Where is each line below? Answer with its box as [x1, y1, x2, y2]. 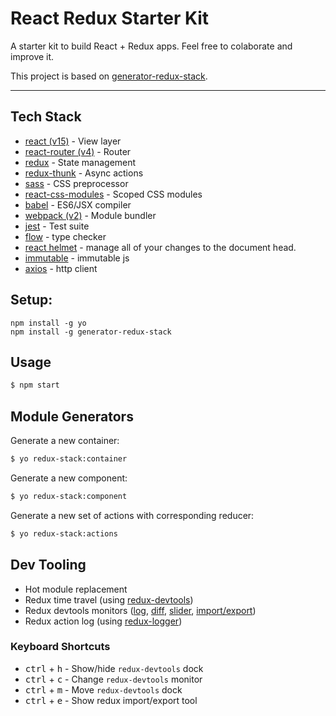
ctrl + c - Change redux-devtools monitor [24, 673, 203, 685]
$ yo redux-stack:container [10, 454, 128, 464]
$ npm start [10, 380, 60, 391]
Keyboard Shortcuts [10, 640, 111, 654]
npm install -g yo [10, 318, 87, 328]
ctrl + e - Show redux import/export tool [24, 694, 198, 706]
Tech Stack [10, 108, 82, 126]
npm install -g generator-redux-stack [10, 327, 172, 337]
